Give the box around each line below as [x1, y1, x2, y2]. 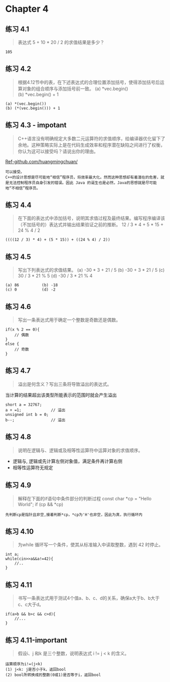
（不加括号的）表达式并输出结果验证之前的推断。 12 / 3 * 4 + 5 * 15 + [17, 222, 164, 228]
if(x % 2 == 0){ [5, 327, 40, 333]
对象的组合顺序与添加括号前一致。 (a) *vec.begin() [22, 85, 128, 92]
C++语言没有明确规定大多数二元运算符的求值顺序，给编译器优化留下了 [17, 135, 165, 141]
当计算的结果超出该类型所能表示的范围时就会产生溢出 [5, 392, 117, 398]
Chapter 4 [5, 3, 49, 15]
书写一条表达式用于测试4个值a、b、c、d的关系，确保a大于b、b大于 [17, 595, 160, 601]
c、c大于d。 [17, 602, 44, 608]
